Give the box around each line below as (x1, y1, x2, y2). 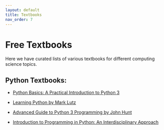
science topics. (5, 61, 37, 67)
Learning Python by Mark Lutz (12, 99, 76, 106)
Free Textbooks (5, 39, 73, 50)
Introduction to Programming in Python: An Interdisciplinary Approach (12, 119, 159, 125)
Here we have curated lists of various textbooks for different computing (5, 56, 155, 62)
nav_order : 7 (5, 17, 33, 22)
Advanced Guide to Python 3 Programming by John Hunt (12, 109, 132, 115)
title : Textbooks (5, 12, 42, 17)
